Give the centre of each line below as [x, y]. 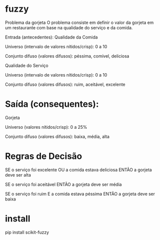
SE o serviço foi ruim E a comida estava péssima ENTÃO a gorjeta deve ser [80, 194]
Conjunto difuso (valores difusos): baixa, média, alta [57, 136]
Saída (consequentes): [52, 104]
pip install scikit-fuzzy [27, 232]
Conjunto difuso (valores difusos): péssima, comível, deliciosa [67, 56]
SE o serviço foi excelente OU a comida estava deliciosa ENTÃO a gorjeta [79, 170]
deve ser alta [18, 175]
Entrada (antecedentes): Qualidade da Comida [52, 37]
